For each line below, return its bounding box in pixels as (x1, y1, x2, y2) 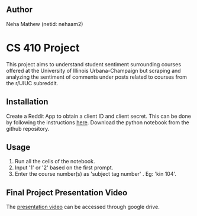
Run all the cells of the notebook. (14, 158, 95, 165)
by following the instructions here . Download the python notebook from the (6, 118, 189, 126)
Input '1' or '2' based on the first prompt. (14, 164, 114, 171)
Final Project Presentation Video (6, 188, 128, 198)
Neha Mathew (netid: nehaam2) (6, 20, 83, 27)
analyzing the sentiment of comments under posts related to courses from (6, 73, 188, 80)
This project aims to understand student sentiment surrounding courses (6, 60, 182, 67)
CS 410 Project (6, 41, 80, 54)
